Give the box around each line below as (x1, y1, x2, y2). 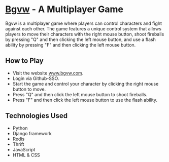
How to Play (5, 57, 44, 65)
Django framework (12, 130, 52, 136)
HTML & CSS (12, 152, 40, 158)
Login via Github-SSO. (12, 75, 59, 82)
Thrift (12, 141, 24, 147)
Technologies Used (5, 111, 67, 120)
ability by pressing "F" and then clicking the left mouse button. (5, 42, 136, 48)
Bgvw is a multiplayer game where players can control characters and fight (5, 20, 162, 26)
